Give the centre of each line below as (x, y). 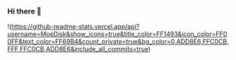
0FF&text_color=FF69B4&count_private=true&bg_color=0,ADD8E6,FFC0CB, (118, 42)
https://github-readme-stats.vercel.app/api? (76, 27)
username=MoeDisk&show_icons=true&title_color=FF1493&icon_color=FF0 (117, 34)
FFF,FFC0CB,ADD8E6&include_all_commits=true (78, 49)
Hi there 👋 (25, 11)
